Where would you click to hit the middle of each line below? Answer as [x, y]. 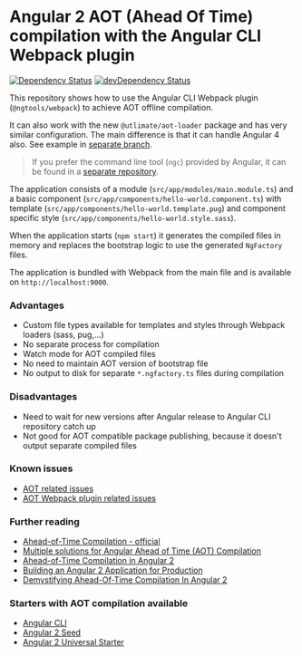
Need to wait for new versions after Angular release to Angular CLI [146, 416]
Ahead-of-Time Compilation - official [91, 542]
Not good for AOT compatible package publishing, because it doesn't [152, 436]
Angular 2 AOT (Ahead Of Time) [132, 17]
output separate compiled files [80, 445]
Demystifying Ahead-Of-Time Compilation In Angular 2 [125, 580]
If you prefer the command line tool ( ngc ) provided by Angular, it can [159, 161]
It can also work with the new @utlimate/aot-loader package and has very [148, 125]
